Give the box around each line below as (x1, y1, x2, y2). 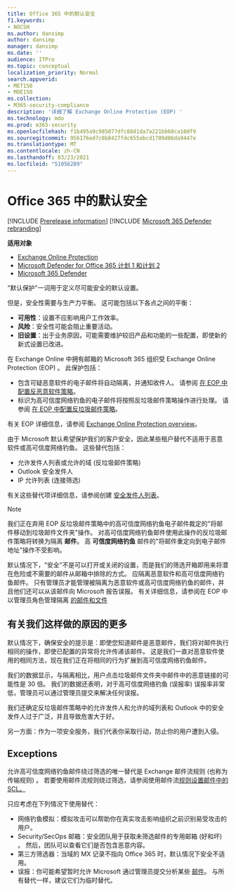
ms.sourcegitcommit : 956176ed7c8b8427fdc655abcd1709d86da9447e (7, 134, 197, 141)
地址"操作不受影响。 (7, 545, 66, 554)
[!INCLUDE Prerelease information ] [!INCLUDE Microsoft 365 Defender (7, 216, 212, 225)
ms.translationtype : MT (7, 141, 77, 148)
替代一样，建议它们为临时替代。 (23, 876, 117, 885)
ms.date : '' (7, 50, 42, 57)
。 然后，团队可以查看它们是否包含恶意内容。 (17, 841, 149, 850)
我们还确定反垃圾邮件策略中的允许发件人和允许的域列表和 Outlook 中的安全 (7, 703, 225, 712)
